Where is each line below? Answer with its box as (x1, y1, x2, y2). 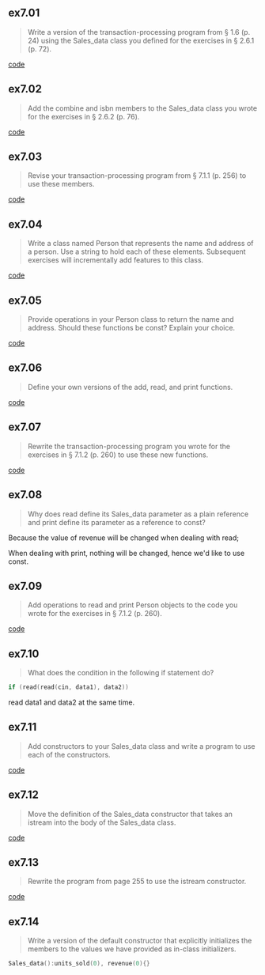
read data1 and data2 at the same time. (8, 697, 135, 707)
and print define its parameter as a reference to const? (27, 517, 206, 527)
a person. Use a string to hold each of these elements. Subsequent (27, 247, 247, 256)
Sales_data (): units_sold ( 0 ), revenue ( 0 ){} (8, 960, 150, 968)
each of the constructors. (27, 750, 111, 759)
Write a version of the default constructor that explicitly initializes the (27, 936, 252, 946)
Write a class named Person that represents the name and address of (27, 239, 254, 248)
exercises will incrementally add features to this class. (27, 255, 204, 265)
